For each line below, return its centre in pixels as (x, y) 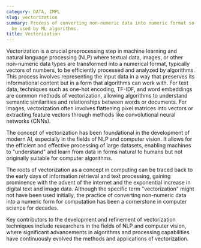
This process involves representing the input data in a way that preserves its (100, 77)
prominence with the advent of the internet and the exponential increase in (98, 183)
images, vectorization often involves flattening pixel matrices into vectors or (100, 108)
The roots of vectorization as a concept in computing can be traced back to (100, 170)
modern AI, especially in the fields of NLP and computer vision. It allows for (99, 139)
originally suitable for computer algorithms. (59, 158)
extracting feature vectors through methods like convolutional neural (91, 115)
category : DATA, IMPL (33, 12)
